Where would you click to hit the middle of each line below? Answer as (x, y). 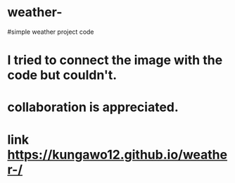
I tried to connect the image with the (115, 60)
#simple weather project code (51, 32)
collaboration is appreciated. (93, 107)
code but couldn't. (62, 75)
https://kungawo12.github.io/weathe (117, 154)
